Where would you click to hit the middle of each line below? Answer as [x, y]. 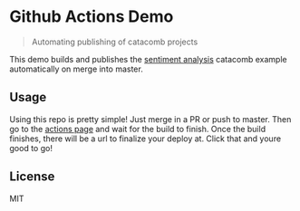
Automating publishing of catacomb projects [115, 42]
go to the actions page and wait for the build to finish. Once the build [137, 129]
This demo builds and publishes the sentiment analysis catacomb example [148, 59]
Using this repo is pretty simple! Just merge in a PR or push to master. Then [150, 119]
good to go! [31, 148]
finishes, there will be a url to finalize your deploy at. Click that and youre [145, 139]
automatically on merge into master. [76, 69]
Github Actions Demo [92, 17]
